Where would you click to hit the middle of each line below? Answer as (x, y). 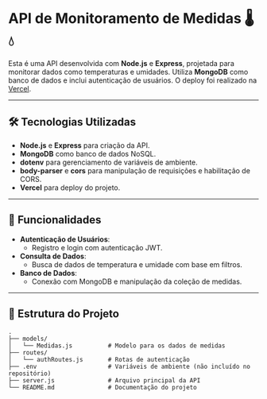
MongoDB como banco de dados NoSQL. (88, 153)
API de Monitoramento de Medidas (125, 19)
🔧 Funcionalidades (55, 220)
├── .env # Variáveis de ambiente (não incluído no (129, 367)
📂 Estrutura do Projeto (64, 314)
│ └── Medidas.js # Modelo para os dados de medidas (117, 346)
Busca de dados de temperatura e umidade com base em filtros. (137, 264)
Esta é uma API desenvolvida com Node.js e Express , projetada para (121, 63)
